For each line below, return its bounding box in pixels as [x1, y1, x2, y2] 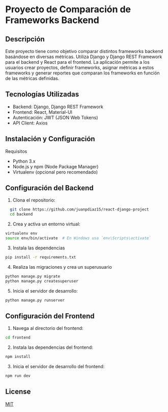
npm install [5, 354, 31, 359]
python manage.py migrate [5, 274, 60, 279]
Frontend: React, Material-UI [12, 109, 73, 115]
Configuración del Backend [5, 184, 94, 192]
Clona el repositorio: [12, 197, 55, 203]
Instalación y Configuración [5, 135, 95, 143]
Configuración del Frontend [5, 312, 95, 320]
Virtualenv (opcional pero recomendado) [12, 169, 98, 175]
